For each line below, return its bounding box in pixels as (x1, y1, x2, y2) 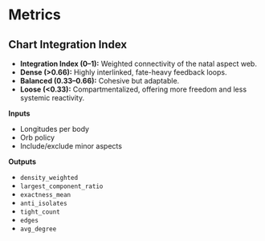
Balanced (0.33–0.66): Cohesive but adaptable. (19, 76, 180, 85)
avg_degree (19, 225, 57, 233)
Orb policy (19, 133, 55, 142)
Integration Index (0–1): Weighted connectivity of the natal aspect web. (19, 59, 257, 68)
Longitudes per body (19, 125, 90, 133)
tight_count (19, 208, 60, 216)
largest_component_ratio (19, 182, 104, 190)
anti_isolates (19, 199, 67, 207)
